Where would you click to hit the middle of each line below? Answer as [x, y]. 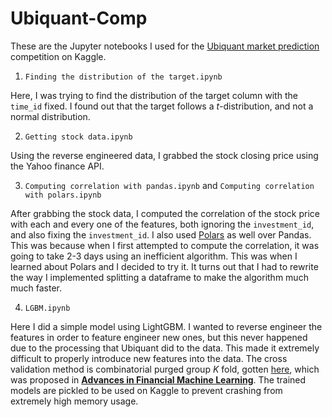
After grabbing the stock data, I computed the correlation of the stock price [165, 213]
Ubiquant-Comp [79, 18]
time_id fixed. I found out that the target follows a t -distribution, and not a [162, 106]
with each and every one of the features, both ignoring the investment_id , [162, 224]
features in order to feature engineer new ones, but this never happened [159, 337]
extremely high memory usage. [74, 401]
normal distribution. [50, 116]
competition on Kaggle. [58, 56]
